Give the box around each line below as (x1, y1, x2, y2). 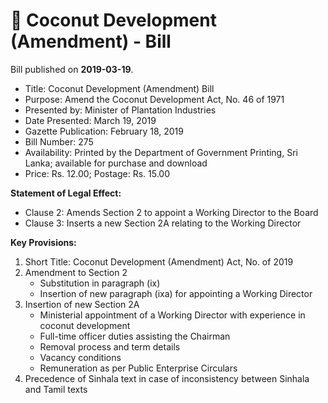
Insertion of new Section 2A (24, 298, 140, 310)
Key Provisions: (10, 236, 77, 248)
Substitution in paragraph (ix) (39, 277, 161, 289)
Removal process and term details (39, 340, 181, 353)
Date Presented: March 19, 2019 (24, 114, 157, 126)
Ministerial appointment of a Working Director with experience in (39, 309, 306, 321)
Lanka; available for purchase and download (24, 157, 208, 169)
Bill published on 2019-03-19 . (10, 63, 134, 75)
